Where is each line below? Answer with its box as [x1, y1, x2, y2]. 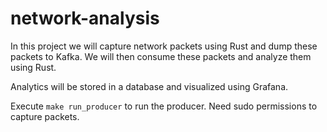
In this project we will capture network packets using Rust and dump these [10, 40, 318, 52]
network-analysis [10, 7, 160, 30]
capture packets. [10, 110, 80, 122]
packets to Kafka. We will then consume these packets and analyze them [10, 50, 312, 62]
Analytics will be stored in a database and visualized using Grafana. [10, 80, 289, 92]
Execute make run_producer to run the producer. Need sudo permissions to [10, 100, 318, 112]
